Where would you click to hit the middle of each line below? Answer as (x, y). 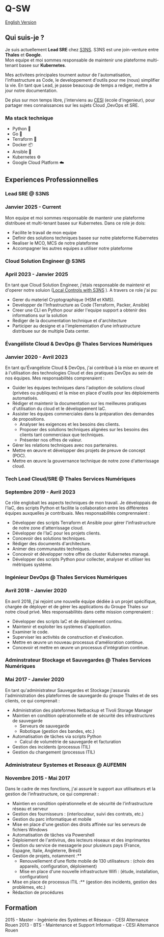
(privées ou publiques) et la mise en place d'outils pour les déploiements (86, 393)
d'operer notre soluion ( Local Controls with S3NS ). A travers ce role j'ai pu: (82, 290)
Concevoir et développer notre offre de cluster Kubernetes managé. (81, 554)
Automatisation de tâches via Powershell (53, 835)
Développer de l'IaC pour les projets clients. (56, 533)
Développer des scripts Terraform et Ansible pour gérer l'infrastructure (84, 523)
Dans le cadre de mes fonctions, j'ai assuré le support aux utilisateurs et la (80, 788)
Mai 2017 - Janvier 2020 (35, 680)
